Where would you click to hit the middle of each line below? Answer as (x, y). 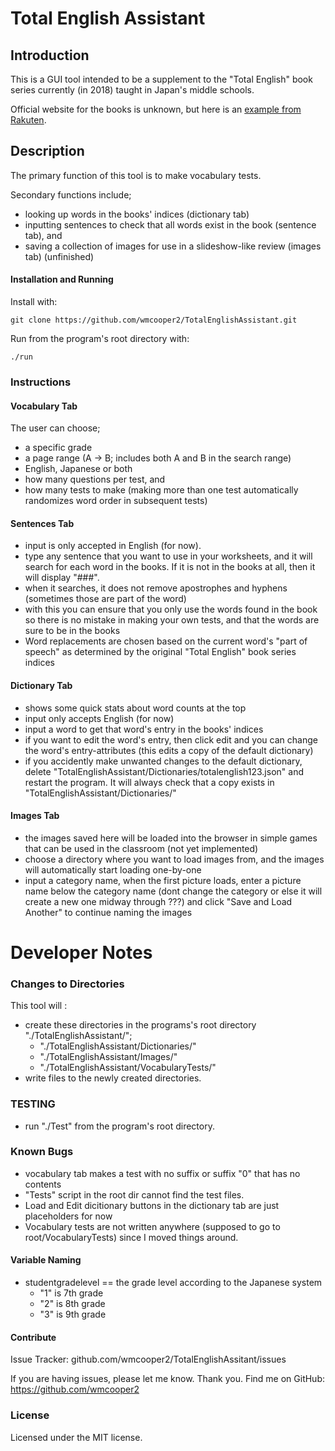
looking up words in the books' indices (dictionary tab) (137, 214)
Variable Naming (46, 1260)
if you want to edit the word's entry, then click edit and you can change (171, 739)
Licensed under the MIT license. (76, 1437)
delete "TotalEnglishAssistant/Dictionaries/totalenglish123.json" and (164, 771)
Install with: (34, 302)
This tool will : (39, 1006)
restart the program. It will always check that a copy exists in (149, 782)
